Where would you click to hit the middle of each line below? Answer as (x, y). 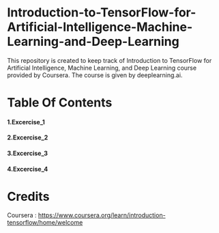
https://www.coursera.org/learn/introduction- (102, 215)
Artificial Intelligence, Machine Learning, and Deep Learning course (102, 68)
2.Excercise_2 (28, 137)
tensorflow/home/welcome (45, 223)
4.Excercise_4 (28, 169)
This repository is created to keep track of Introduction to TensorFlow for (109, 60)
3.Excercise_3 (27, 153)
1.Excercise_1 (26, 122)
